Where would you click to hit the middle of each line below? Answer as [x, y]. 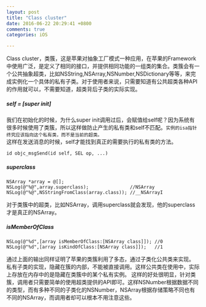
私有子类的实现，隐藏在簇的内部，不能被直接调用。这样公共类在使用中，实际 [103, 267]
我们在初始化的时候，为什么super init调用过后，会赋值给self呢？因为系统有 [101, 120]
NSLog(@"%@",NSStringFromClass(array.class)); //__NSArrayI [85, 193]
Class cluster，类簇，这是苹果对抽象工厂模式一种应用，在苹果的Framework [101, 58]
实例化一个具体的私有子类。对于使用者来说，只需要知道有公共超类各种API [105, 82]
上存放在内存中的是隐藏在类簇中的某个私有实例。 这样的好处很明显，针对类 [101, 274]
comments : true [26, 29]
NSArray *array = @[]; [35, 182]
